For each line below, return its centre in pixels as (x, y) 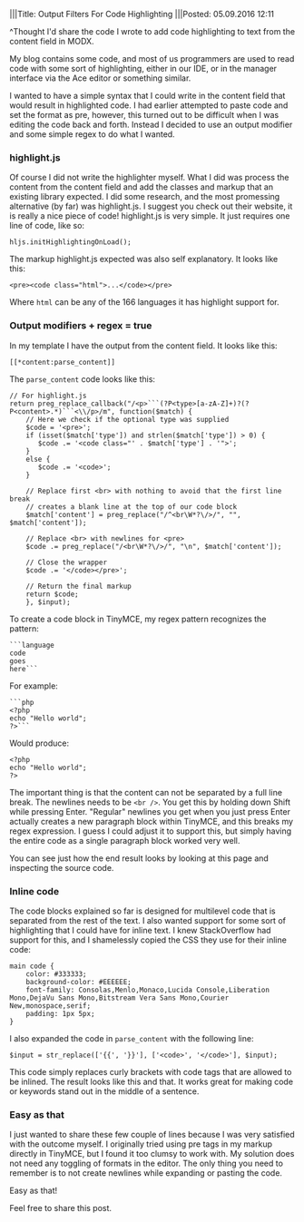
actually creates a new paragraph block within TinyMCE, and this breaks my (151, 821)
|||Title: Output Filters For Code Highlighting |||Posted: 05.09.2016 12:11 (142, 14)
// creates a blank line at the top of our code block (132, 507)
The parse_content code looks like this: (83, 379)
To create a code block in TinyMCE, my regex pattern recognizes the (138, 619)
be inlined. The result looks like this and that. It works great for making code (151, 1081)
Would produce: (39, 743)
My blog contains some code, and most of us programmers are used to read (152, 59)
